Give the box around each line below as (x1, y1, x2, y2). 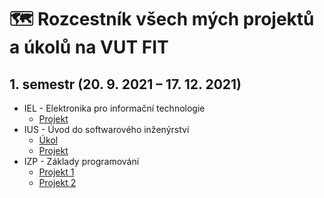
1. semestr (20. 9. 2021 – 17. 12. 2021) (9, 76, 242, 93)
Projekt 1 (38, 166, 75, 178)
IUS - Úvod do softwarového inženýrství (23, 124, 190, 135)
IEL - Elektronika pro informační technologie (23, 102, 206, 114)
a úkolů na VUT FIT (9, 36, 169, 59)
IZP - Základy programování (23, 156, 140, 167)
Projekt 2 (38, 177, 77, 188)
